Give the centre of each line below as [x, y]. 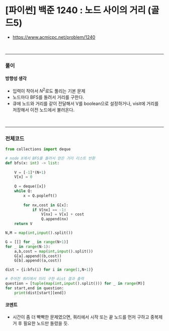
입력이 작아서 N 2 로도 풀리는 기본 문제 [49, 90]
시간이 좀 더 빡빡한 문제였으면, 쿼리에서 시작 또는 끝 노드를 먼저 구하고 [81, 317]
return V [23, 224]
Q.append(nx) [55, 219]
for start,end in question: [35, 288]
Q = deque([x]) [30, 187]
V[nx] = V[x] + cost [63, 214]
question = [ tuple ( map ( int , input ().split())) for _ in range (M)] [75, 284]
